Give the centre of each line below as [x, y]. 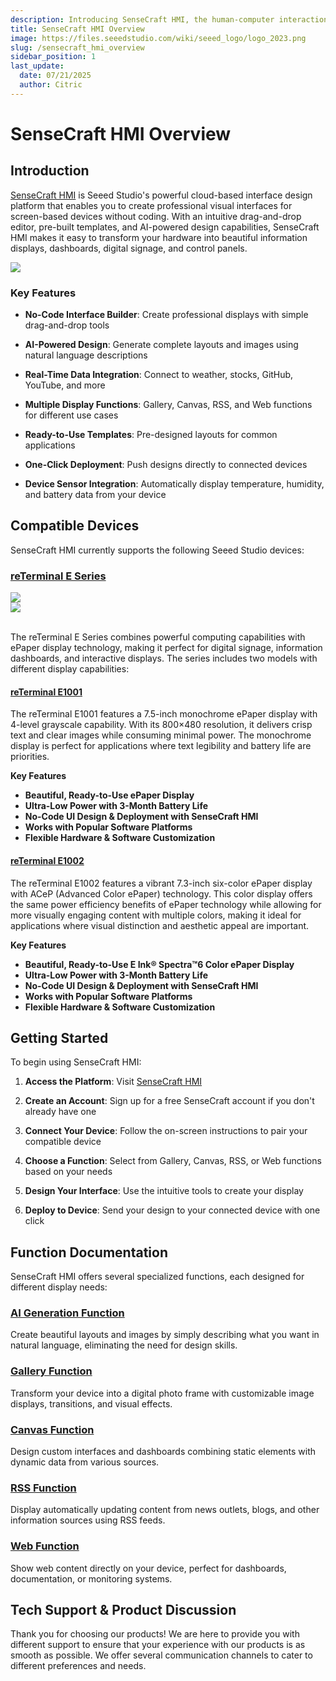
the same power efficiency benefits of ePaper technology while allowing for [166, 904]
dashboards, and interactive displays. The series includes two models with [164, 658]
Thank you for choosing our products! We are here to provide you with [155, 1634]
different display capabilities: [70, 669]
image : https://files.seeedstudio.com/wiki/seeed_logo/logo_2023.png [158, 38]
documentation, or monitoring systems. [91, 1578]
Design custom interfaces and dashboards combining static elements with [163, 1452]
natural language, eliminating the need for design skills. [124, 1345]
